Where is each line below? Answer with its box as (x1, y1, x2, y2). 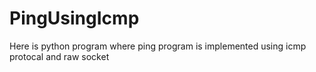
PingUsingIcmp (9, 7, 140, 30)
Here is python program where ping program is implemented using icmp (9, 40, 307, 52)
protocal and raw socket (9, 50, 110, 62)
